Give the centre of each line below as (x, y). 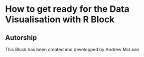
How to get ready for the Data (67, 9)
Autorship (21, 38)
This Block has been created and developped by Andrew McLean (72, 49)
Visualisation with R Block (60, 19)
